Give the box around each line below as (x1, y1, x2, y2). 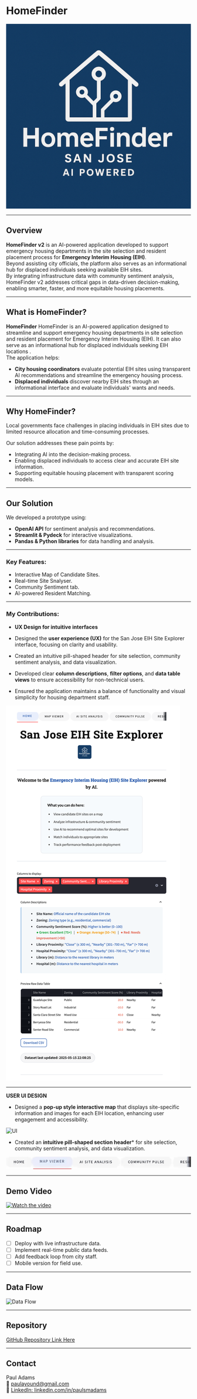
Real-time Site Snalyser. (14, 578, 73, 585)
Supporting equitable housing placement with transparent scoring (14, 470, 174, 477)
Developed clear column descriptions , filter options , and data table (14, 670, 181, 677)
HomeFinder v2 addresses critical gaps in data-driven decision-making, (6, 279, 180, 286)
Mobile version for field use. (14, 1259, 83, 1266)
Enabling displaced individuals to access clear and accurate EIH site (14, 457, 179, 464)
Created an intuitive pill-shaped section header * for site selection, (14, 1139, 178, 1146)
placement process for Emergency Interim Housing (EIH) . (6, 253, 147, 260)
